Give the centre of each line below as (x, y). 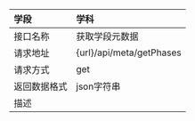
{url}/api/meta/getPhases (129, 52)
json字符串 (98, 86)
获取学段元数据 (108, 36)
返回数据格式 (41, 86)
